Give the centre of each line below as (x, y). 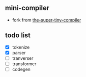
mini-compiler (27, 8)
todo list (18, 36)
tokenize (21, 47)
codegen (21, 69)
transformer (24, 64)
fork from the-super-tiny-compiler (47, 20)
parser (19, 52)
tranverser (23, 58)
